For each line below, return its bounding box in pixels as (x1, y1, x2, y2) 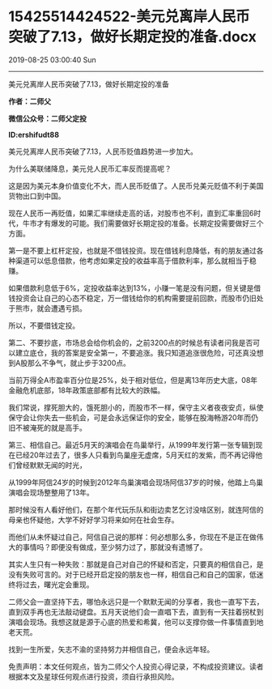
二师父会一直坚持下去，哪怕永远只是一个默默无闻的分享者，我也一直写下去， (8, 597, 264, 606)
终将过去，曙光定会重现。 (8, 580, 94, 589)
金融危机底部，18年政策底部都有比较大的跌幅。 (8, 385, 165, 395)
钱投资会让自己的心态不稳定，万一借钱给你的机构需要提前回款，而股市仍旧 (8, 293, 257, 303)
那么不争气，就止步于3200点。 (27, 358, 131, 368)
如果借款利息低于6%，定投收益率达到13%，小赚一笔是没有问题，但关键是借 (8, 283, 261, 292)
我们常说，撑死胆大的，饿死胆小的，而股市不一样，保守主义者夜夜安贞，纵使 (8, 402, 264, 412)
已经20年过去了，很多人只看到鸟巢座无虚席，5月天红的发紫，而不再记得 (15, 450, 256, 460)
